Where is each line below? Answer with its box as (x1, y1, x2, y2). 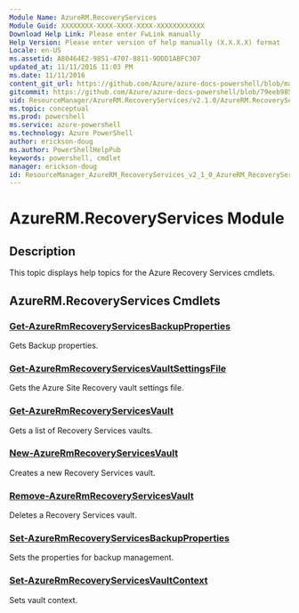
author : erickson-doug (9, 137, 93, 146)
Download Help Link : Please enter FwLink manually (9, 29, 201, 38)
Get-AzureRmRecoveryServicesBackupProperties (9, 319, 231, 332)
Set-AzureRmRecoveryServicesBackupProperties (9, 532, 230, 544)
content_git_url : (9, 79, 74, 88)
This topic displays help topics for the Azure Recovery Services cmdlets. (9, 268, 276, 278)
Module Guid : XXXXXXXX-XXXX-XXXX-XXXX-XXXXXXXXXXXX (9, 21, 205, 30)
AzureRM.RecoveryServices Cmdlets (9, 293, 221, 308)
